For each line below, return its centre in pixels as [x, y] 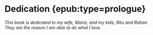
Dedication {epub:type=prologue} [75, 9]
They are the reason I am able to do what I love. [53, 27]
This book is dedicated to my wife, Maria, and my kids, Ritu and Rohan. [76, 22]
